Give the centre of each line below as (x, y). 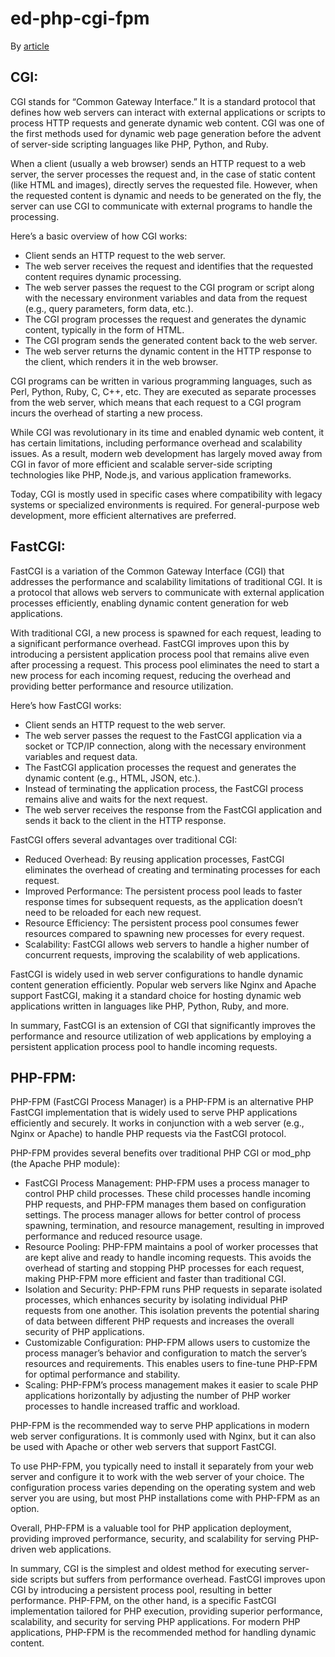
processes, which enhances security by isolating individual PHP (156, 1300)
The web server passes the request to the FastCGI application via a (163, 735)
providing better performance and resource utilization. (122, 686)
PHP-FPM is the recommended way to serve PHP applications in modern (160, 1426)
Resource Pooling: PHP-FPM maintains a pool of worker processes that (171, 1247)
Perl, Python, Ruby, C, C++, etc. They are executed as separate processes (163, 391)
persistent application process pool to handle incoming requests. (144, 1046)
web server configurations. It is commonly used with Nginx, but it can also (163, 1436)
